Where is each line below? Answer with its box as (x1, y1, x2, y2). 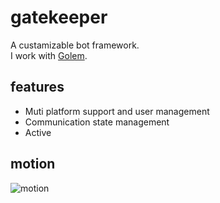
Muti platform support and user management (24, 105, 210, 117)
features (10, 79, 65, 96)
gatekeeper (10, 6, 108, 29)
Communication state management (24, 116, 170, 128)
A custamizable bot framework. (10, 39, 140, 51)
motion (10, 156, 56, 173)
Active (24, 126, 52, 138)
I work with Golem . (10, 49, 88, 61)
